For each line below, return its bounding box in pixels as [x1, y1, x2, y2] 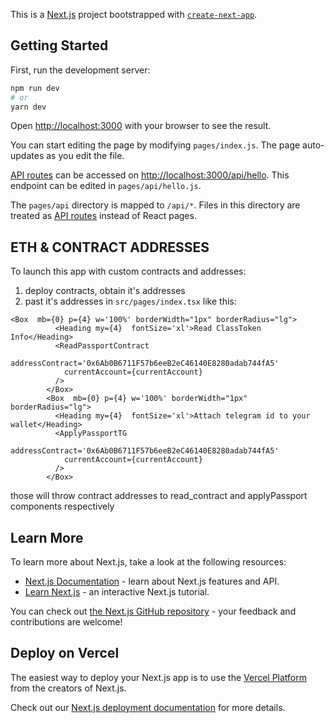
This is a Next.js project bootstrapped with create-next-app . [10, 9, 258, 20]
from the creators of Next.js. [10, 682, 127, 694]
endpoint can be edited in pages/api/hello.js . [10, 180, 202, 192]
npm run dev [10, 83, 60, 93]
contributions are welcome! [10, 616, 123, 628]
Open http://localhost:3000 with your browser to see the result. [10, 120, 272, 132]
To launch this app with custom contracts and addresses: [10, 265, 247, 278]
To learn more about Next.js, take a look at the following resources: [10, 556, 287, 568]
